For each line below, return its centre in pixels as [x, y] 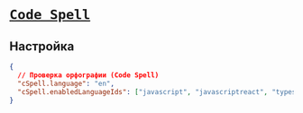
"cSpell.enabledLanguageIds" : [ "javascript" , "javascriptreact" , [143, 91]
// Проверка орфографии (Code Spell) [88, 75]
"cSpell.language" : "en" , [66, 83]
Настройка [42, 46]
